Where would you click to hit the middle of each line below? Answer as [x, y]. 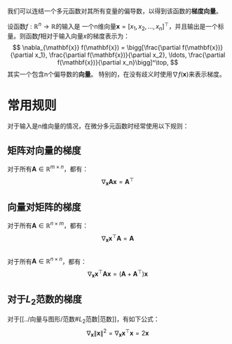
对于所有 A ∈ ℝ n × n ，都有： [47, 260]
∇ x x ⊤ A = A [118, 238]
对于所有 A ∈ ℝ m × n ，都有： [48, 168]
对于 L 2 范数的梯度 [45, 300]
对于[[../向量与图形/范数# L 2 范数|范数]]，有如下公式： [83, 320]
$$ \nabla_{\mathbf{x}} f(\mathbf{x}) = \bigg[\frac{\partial [96, 48]
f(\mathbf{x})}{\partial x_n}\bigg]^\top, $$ [118, 62]
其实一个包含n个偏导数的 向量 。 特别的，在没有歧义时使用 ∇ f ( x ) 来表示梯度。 [116, 74]
